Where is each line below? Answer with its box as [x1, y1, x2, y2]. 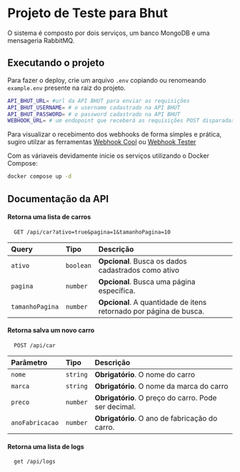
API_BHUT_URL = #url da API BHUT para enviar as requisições [7, 97, 191, 104]
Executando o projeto [7, 57, 105, 69]
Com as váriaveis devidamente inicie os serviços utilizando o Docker [7, 151, 209, 160]
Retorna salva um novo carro [7, 326, 95, 335]
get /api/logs [14, 458, 56, 466]
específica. [98, 286, 136, 296]
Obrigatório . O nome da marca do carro [94, 381, 229, 391]
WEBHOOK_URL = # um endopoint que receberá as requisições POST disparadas [7, 117, 235, 124]
